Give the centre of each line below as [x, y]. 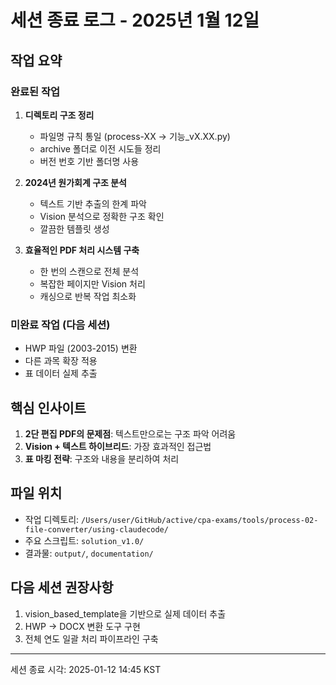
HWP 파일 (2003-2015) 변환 [81, 348]
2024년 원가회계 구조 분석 [75, 182]
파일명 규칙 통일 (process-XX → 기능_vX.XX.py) [135, 136]
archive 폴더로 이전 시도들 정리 [100, 148]
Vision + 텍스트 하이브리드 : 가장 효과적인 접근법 [118, 446]
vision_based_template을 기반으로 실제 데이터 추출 [125, 613]
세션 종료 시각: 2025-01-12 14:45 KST [86, 669]
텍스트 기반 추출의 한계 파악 [93, 203]
